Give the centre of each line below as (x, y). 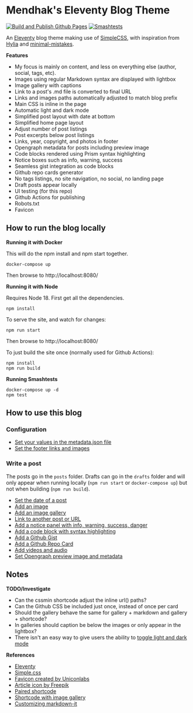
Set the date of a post (41, 500)
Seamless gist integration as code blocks (64, 166)
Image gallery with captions (48, 85)
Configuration (26, 430)
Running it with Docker (34, 242)
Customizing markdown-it (46, 704)
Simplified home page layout (49, 122)
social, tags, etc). (35, 73)
